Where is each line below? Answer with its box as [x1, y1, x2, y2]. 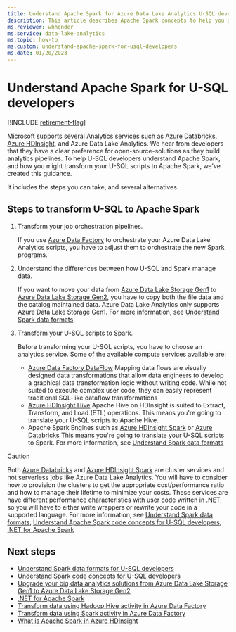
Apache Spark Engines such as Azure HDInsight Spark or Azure [27, 423, 213, 431]
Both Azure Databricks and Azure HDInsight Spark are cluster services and [7, 465, 225, 474]
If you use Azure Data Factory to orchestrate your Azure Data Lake [17, 235, 211, 244]
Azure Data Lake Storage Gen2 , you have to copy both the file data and [17, 293, 224, 301]
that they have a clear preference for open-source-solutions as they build [7, 146, 220, 155]
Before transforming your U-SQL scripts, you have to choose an [17, 342, 202, 350]
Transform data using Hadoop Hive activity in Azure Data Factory [17, 602, 206, 610]
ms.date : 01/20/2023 [7, 50, 68, 57]
